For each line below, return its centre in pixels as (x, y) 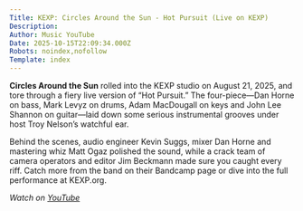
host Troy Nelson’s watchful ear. (69, 124)
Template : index (40, 60)
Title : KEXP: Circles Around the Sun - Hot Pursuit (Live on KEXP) (139, 18)
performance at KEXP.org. (58, 180)
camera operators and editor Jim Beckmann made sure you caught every (146, 161)
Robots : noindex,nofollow (58, 52)
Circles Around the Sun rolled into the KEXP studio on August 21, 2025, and (151, 86)
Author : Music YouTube (52, 34)
